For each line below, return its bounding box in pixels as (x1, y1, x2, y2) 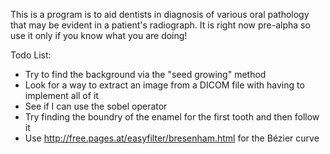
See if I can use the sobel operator (24, 100, 168, 112)
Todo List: (10, 49, 52, 61)
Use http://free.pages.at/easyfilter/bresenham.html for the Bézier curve (24, 132, 320, 144)
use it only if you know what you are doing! (10, 30, 188, 41)
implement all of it (24, 90, 99, 101)
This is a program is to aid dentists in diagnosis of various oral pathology (10, 9, 310, 20)
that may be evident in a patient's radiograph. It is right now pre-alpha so (10, 19, 311, 31)
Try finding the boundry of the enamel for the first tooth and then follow (24, 111, 320, 123)
